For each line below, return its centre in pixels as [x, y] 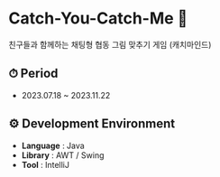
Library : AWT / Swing [63, 155]
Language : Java [53, 145]
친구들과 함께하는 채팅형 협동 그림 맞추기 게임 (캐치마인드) [110, 44]
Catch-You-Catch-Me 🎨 [98, 19]
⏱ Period [33, 74]
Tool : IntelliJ [45, 164]
